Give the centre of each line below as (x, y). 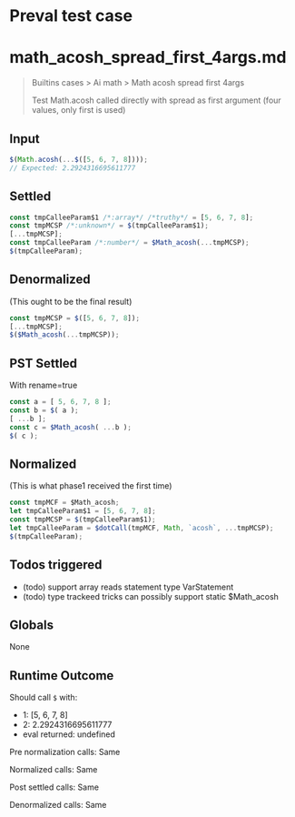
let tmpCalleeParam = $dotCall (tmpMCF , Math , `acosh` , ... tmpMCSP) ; (142, 528)
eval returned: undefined (69, 734)
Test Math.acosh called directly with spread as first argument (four (156, 100)
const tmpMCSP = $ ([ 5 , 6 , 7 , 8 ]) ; (75, 318)
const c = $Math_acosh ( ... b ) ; (70, 427)
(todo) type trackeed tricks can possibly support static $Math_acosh (151, 596)
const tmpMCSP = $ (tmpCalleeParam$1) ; (83, 519)
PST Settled (44, 363)
